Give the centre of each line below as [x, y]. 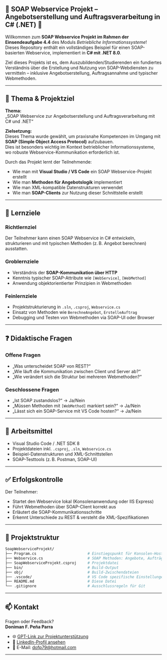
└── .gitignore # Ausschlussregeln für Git [75, 586]
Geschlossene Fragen [32, 390]
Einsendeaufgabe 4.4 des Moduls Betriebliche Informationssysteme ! [76, 42]
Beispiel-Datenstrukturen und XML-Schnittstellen [62, 454]
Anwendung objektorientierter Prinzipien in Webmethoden [72, 283]
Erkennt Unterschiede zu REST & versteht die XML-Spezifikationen [81, 517]
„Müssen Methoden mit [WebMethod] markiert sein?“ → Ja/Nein [76, 406]
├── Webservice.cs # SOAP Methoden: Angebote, [75, 558]
